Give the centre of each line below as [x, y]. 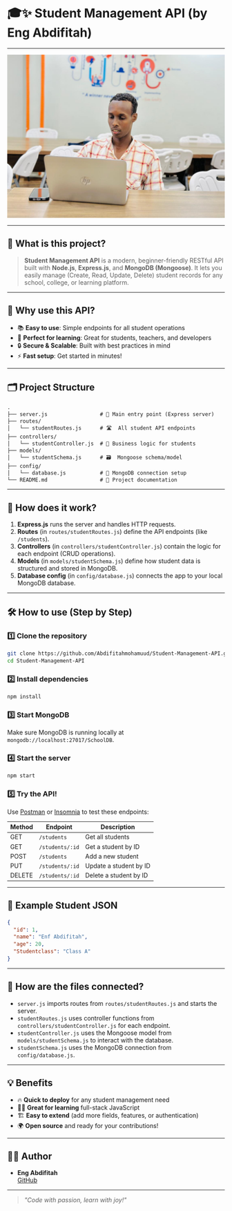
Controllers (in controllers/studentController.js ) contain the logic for [119, 546]
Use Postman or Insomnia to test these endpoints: [78, 812]
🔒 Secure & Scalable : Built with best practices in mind [94, 345]
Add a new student [112, 856]
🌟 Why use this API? [51, 311]
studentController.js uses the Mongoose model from [94, 1033]
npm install [24, 696]
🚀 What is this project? [57, 244]
